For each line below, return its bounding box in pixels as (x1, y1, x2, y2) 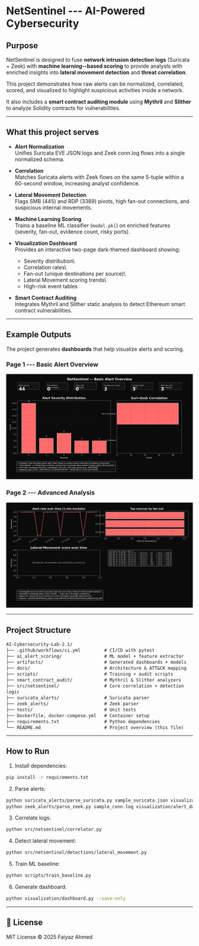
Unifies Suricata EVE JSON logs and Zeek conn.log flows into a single (14, 149, 185, 156)
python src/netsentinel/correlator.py (6, 827, 102, 833)
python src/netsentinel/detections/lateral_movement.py (6, 850, 147, 856)
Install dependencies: (14, 762, 68, 769)
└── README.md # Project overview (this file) (6, 725, 184, 731)
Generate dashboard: (14, 884, 67, 891)
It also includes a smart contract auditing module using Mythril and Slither (6, 98, 191, 105)
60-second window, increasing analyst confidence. (14, 179, 140, 187)
